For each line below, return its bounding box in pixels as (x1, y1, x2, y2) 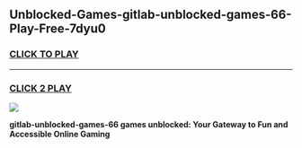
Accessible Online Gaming (9, 128, 111, 139)
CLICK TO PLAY (9, 48, 79, 61)
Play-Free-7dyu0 (9, 22, 106, 37)
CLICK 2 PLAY (9, 82, 72, 94)
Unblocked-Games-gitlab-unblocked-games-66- (9, 7, 292, 22)
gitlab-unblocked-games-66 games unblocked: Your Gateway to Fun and (9, 118, 289, 129)
